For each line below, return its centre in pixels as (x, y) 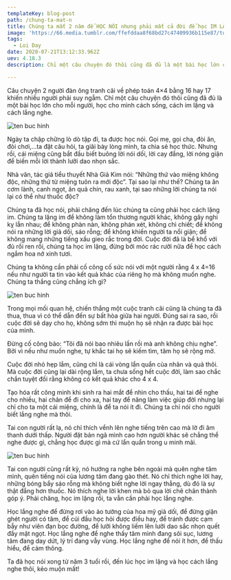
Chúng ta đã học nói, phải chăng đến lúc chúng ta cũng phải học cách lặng (113, 209)
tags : (15, 39)
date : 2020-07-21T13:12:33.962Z (53, 52)
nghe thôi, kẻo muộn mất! (43, 568)
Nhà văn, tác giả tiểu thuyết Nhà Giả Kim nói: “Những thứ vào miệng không (113, 174)
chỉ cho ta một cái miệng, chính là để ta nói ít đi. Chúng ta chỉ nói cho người (114, 406)
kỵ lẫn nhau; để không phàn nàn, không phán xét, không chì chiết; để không (115, 224)
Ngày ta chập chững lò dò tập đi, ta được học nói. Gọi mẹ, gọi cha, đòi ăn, (112, 139)
